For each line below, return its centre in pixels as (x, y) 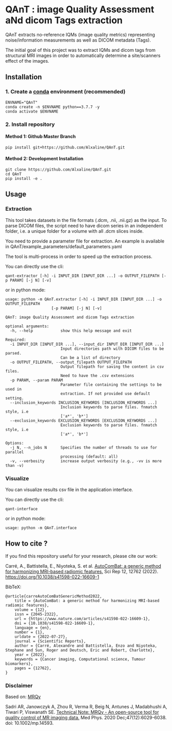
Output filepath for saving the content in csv (112, 367)
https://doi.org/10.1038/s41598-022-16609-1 (52, 577)
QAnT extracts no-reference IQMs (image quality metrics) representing (80, 34)
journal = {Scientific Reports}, (50, 641)
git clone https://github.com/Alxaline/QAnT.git (58, 170)
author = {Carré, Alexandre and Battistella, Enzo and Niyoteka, (86, 646)
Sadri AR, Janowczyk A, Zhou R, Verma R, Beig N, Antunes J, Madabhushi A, (86, 707)
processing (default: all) (89, 456)
